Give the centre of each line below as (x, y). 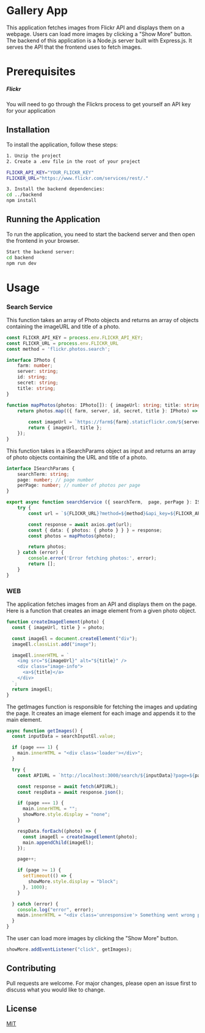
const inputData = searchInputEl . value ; (64, 736)
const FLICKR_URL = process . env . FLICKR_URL (63, 343)
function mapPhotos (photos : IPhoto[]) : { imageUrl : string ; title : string (103, 405)
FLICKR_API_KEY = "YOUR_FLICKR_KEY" (50, 172)
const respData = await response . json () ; (70, 792)
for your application (31, 111)
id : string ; (32, 377)
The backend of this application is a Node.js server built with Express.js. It (99, 40)
